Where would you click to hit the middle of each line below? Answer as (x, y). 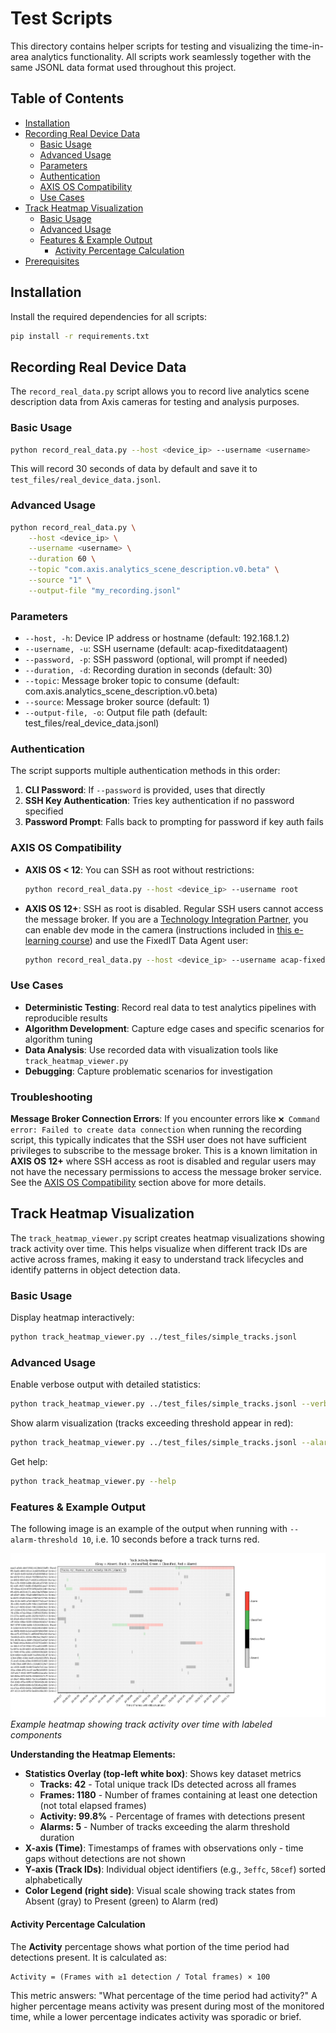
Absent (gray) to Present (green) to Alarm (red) (121, 1901)
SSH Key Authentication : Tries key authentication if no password (159, 801)
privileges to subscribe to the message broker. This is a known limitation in (164, 1151)
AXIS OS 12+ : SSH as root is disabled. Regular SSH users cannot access (174, 908)
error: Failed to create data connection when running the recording (156, 1129)
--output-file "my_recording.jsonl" (105, 590)
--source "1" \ (60, 580)
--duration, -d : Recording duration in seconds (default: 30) (148, 670)
